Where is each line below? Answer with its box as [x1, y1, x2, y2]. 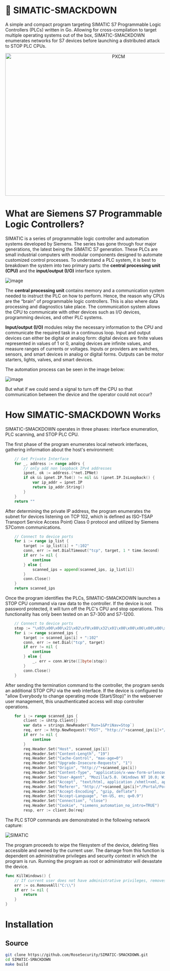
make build [5, 961, 28, 967]
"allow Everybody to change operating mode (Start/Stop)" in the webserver [5, 692, 163, 699]
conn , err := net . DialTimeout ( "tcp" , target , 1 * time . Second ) [23, 548, 159, 553]
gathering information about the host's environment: [5, 446, 114, 453]
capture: [5, 822, 23, 828]
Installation [5, 919, 54, 930]
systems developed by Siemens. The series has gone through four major [5, 240, 157, 247]
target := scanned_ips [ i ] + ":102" [23, 635, 99, 640]
